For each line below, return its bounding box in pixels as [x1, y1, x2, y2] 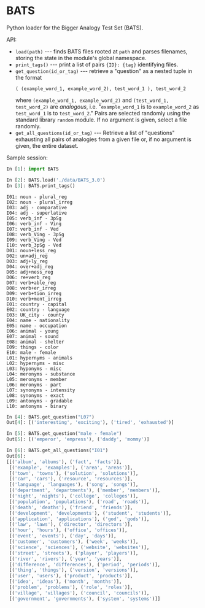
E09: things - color [6, 344, 60, 350]
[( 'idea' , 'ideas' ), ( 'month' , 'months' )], [9, 579, 122, 585]
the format [15, 74, 42, 81]
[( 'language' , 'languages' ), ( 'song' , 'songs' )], [9, 482, 139, 488]
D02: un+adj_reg [6, 253, 48, 259]
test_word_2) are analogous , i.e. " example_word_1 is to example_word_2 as [15, 102, 199, 110]
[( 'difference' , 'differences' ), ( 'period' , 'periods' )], [9, 561, 161, 568]
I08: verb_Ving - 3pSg [6, 231, 64, 237]
